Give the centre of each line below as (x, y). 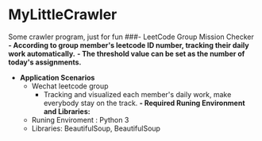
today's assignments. (45, 62)
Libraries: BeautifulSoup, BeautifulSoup (96, 128)
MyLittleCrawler (63, 15)
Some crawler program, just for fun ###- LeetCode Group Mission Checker (131, 37)
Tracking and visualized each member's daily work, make (137, 94)
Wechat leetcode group (70, 86)
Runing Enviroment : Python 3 (80, 119)
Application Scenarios (57, 77)
